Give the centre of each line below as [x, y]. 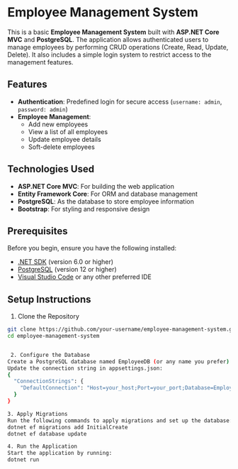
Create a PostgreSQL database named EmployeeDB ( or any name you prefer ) [119, 362]
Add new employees [58, 124]
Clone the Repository [49, 316]
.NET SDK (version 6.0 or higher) [66, 262]
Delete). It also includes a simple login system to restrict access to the [109, 55]
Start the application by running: [60, 453]
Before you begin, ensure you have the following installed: [92, 248]
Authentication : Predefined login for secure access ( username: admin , [120, 101]
